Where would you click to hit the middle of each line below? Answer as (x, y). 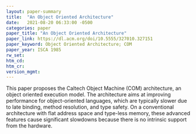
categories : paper (28, 28)
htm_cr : (16, 66)
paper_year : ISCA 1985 (34, 50)
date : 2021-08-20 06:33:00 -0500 (49, 22)
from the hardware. (29, 126)
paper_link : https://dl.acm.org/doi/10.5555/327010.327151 (80, 39)
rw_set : (16, 55)
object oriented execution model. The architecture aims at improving (89, 95)
